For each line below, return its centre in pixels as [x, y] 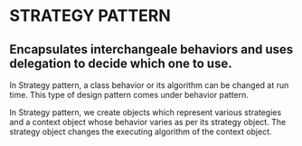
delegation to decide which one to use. [121, 63]
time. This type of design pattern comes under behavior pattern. [129, 95]
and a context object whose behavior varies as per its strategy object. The [148, 122]
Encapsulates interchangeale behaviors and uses [151, 49]
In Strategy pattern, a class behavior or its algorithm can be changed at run [149, 85]
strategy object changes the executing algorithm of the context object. [141, 131]
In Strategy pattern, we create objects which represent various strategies [146, 112]
